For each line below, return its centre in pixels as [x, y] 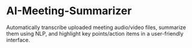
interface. [18, 40]
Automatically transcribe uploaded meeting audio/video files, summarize [96, 27]
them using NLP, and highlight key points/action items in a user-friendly [95, 33]
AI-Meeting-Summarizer [69, 11]
